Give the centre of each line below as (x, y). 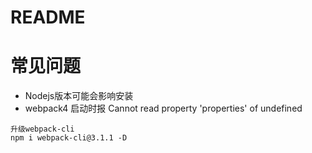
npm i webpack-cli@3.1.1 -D (69, 138)
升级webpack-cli (42, 129)
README (48, 17)
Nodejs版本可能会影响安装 (79, 96)
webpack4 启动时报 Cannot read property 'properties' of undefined (163, 108)
